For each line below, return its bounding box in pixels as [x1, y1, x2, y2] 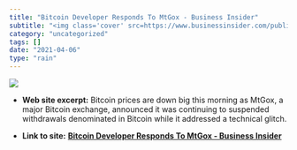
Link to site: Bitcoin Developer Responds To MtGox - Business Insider [21, 131, 282, 141]
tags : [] [9, 37, 42, 47]
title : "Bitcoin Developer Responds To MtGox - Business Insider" [9, 12, 259, 22]
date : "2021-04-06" [9, 46, 81, 55]
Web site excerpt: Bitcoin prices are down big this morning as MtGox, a [21, 94, 284, 105]
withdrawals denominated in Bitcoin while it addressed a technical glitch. [21, 114, 287, 124]
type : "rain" [9, 54, 57, 63]
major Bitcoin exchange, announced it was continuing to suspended [21, 104, 270, 115]
